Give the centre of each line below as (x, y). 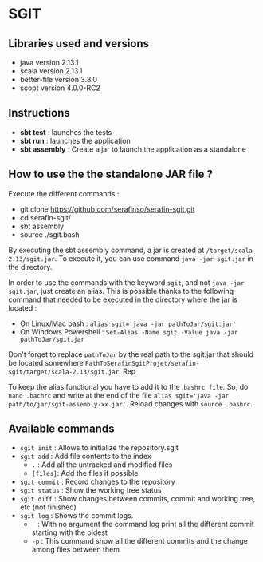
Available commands (61, 429)
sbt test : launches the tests (66, 132)
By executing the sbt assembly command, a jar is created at (106, 250)
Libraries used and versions (79, 44)
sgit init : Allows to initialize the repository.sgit (99, 448)
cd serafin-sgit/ (45, 217)
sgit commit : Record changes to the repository (97, 482)
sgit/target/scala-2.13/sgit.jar (64, 372)
